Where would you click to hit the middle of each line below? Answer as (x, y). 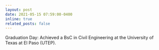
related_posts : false (28, 24)
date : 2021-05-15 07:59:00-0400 (39, 14)
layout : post (19, 10)
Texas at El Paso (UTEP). (31, 43)
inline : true (19, 19)
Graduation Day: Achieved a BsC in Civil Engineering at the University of (79, 38)
